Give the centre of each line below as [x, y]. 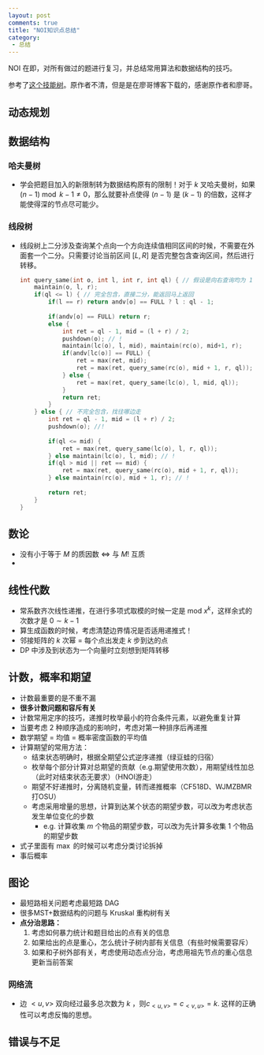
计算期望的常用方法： [54, 747]
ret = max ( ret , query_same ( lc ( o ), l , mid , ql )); [157, 382]
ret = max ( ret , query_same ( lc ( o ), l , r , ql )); [140, 449]
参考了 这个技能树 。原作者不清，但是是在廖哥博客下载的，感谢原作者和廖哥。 [132, 85]
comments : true [33, 23]
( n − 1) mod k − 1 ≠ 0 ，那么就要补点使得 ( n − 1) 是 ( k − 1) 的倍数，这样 [132, 195]
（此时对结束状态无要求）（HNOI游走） [94, 777]
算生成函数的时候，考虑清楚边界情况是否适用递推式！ [106, 630]
